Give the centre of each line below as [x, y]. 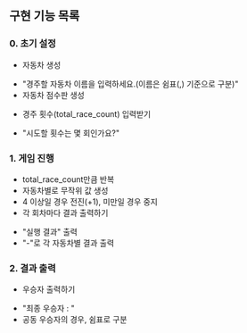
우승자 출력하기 [49, 289]
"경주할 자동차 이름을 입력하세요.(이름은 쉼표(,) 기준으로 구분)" [130, 84]
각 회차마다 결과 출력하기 [65, 212]
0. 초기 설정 [33, 44]
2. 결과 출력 [33, 268]
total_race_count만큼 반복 [68, 179]
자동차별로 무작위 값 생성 [65, 190]
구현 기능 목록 [45, 16]
